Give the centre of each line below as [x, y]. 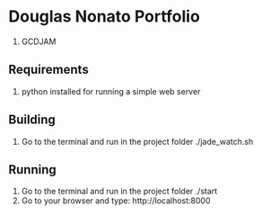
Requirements [48, 70]
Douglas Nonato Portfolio [105, 17]
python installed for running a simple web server [111, 91]
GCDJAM [39, 41]
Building [32, 120]
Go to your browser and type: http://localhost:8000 [116, 201]
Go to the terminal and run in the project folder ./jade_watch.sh [137, 141]
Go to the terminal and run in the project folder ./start [119, 192]
